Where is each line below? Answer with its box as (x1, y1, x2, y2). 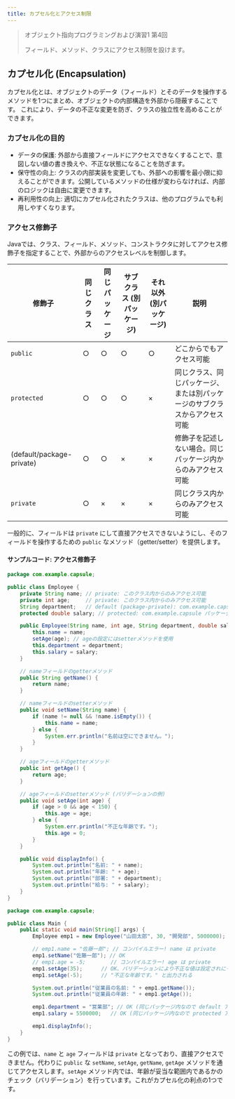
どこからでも (174, 344, 217, 354)
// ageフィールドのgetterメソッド (20, 759, 110, 766)
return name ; (32, 681, 71, 688)
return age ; (32, 771, 68, 778)
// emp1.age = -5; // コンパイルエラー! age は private (32, 959, 211, 966)
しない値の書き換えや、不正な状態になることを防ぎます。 (23, 159, 189, 168)
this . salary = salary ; (32, 648, 99, 655)
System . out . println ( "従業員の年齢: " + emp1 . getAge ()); (32, 991, 192, 998)
